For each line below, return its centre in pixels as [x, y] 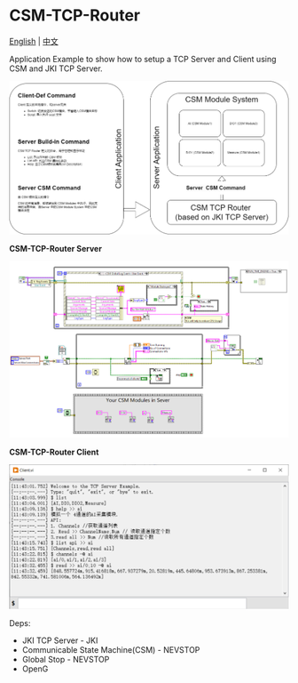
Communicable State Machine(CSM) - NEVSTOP [111, 650]
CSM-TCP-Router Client [54, 452]
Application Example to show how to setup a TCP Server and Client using [143, 59]
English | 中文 [34, 41]
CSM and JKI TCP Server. [56, 68]
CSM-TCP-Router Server [55, 249]
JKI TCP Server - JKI [60, 640]
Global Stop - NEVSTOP [66, 660]
